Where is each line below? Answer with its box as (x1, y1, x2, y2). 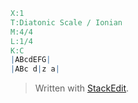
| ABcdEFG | (10, 55, 52, 65)
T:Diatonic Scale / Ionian (10, 17, 123, 28)
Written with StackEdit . (34, 82, 130, 94)
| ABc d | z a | (10, 64, 60, 74)
